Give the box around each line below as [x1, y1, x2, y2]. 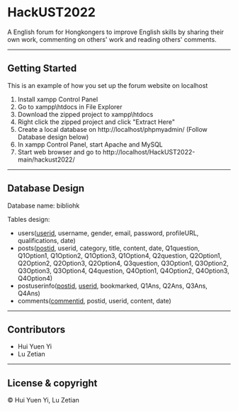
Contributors [7, 323, 66, 335]
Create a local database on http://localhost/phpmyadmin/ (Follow [17, 125, 208, 133]
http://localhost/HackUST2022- [102, 147, 195, 156]
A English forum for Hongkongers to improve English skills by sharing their [7, 28, 225, 36]
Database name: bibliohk [7, 201, 80, 210]
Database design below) [17, 133, 89, 141]
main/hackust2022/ [17, 155, 76, 164]
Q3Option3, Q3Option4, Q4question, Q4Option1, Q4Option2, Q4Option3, [17, 266, 229, 275]
